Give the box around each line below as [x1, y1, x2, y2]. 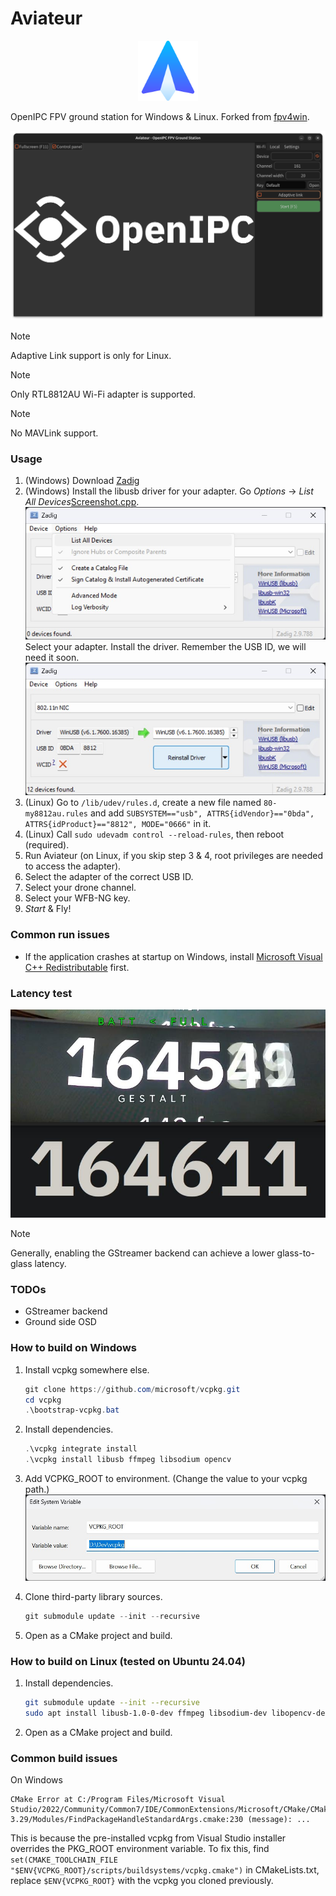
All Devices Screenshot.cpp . [24, 495, 140, 507]
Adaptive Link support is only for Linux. [10, 349, 172, 361]
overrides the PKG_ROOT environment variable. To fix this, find [10, 1843, 270, 1855]
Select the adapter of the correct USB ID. [24, 871, 194, 883]
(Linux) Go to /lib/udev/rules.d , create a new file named [24, 797, 262, 809]
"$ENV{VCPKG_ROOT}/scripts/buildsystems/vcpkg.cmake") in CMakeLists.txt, [10, 1864, 320, 1876]
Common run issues [10, 928, 110, 942]
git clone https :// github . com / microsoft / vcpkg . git [24, 1384, 241, 1394]
